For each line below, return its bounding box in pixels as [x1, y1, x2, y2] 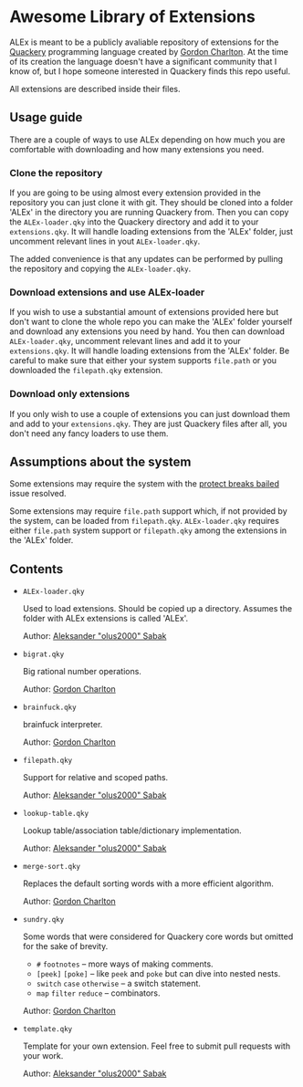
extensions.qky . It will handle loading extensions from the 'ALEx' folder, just [9, 226, 294, 237]
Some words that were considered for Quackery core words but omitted [22, 931, 294, 942]
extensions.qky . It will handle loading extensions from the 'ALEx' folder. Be [9, 345, 290, 357]
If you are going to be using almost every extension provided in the [9, 187, 262, 198]
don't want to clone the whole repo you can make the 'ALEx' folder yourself [9, 317, 293, 328]
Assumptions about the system [9, 455, 192, 470]
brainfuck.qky [22, 703, 77, 713]
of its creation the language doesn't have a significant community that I [9, 56, 277, 67]
